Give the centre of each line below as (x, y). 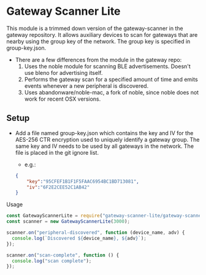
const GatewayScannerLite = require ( (55, 216)
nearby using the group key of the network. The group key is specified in (98, 41)
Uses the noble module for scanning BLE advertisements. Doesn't (108, 66)
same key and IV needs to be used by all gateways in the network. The (105, 146)
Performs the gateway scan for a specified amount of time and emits (111, 79)
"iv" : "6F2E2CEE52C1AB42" (58, 187)
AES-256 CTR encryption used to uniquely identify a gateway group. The (107, 139)
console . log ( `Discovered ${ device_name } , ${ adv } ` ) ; (79, 238)
